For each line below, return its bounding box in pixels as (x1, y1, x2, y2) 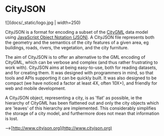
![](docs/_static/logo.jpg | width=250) (5, 20, 81, 25)
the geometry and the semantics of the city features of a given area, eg (5, 39, 149, 45)
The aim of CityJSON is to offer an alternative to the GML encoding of (5, 54, 145, 60)
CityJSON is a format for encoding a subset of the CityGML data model (5, 29, 148, 35)
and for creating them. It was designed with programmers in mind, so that (5, 69, 154, 75)
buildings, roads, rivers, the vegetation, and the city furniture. (5, 45, 129, 50)
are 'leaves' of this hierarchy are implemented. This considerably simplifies (5, 105, 157, 111)
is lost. (5, 115, 19, 121)
